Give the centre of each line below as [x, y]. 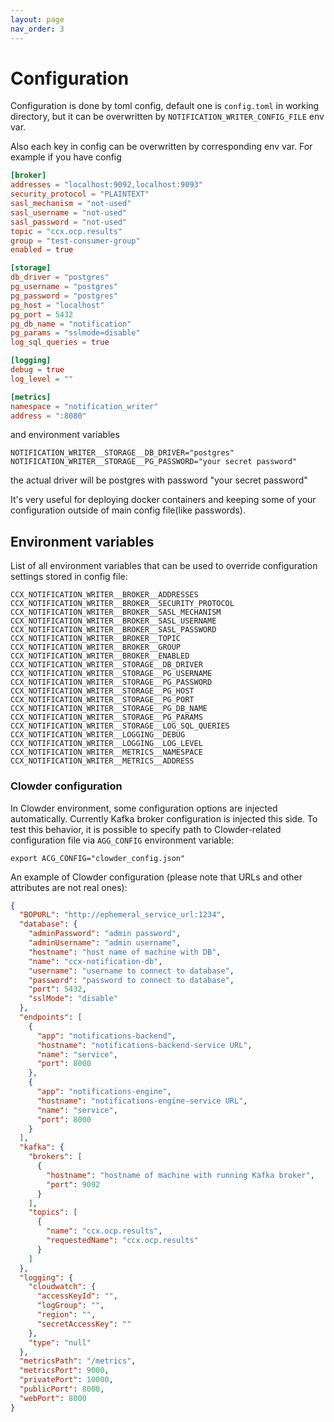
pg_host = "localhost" [57, 305]
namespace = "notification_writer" [84, 406]
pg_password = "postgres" [64, 296]
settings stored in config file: [69, 577]
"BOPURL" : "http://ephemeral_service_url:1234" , [122, 915]
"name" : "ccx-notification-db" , [95, 961]
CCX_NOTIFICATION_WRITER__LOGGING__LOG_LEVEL [106, 744]
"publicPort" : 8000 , [62, 1389]
